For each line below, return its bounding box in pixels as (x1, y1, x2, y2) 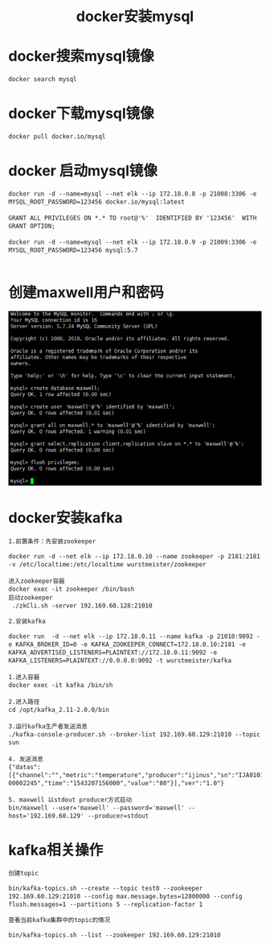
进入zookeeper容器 (8, 577, 65, 585)
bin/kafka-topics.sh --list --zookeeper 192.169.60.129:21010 (8, 931, 221, 940)
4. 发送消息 (8, 755, 44, 763)
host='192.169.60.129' (8, 812, 84, 820)
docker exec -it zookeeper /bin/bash (8, 585, 135, 593)
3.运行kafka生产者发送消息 (8, 722, 88, 731)
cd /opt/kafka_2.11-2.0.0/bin (8, 706, 110, 714)
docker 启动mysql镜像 (8, 162, 158, 180)
